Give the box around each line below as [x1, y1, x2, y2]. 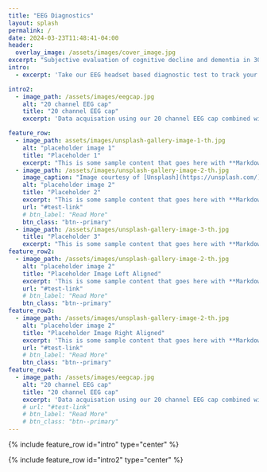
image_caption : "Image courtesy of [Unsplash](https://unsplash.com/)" [22, 174, 265, 181]
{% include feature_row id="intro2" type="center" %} [8, 455, 184, 464]
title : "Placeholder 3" [22, 232, 102, 241]
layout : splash [8, 19, 59, 27]
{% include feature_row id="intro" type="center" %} [8, 439, 180, 449]
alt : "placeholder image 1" [22, 144, 115, 152]
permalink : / [8, 26, 52, 34]
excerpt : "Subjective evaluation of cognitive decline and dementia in [8, 57, 250, 64]
